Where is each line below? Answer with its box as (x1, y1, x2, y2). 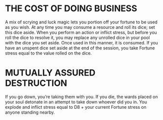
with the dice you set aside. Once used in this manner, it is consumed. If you (5, 40, 159, 45)
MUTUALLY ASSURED (5, 67, 96, 79)
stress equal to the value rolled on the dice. (5, 50, 92, 56)
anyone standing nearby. (5, 109, 55, 115)
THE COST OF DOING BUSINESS (5, 3, 138, 14)
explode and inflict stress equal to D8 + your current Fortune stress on (5, 104, 146, 110)
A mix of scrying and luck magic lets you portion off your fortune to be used (5, 19, 158, 25)
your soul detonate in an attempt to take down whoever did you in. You (5, 99, 147, 105)
